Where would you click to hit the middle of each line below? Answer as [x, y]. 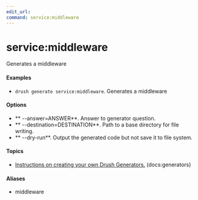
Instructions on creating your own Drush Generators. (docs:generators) [103, 165]
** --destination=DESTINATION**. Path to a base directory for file [97, 125]
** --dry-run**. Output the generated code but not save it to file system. [104, 137]
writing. [24, 131]
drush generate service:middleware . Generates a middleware [91, 91]
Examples [19, 78]
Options [16, 105]
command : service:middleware [43, 17]
